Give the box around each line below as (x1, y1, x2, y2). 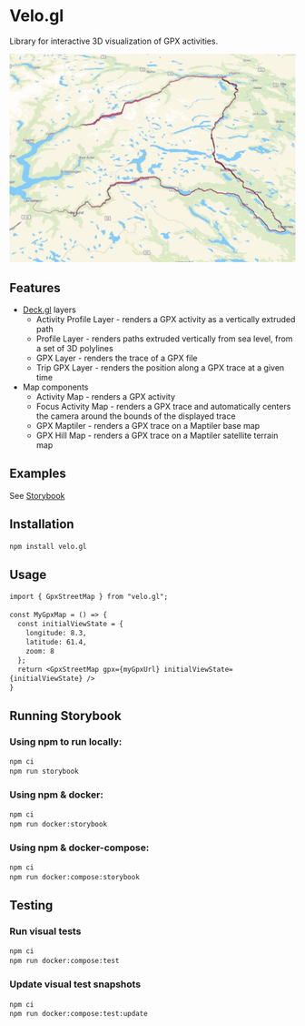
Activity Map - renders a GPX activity (35, 391, 175, 401)
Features (9, 279, 61, 296)
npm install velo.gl (9, 542, 88, 551)
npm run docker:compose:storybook (9, 872, 141, 881)
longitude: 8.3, (25, 629, 88, 638)
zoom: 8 (25, 647, 54, 656)
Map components (22, 381, 89, 392)
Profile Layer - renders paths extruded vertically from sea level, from (35, 333, 293, 344)
